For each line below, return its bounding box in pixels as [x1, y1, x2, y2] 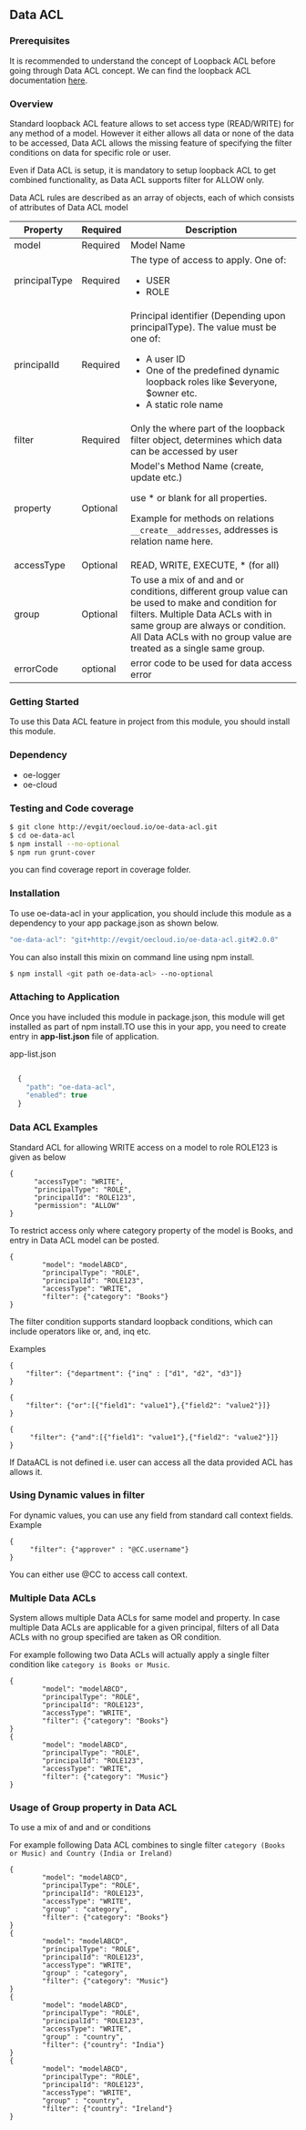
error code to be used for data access [130, 656, 292, 669]
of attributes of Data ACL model [9, 201, 129, 212]
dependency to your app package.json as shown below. [9, 917, 219, 928]
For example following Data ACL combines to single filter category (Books [9, 1839, 286, 1850]
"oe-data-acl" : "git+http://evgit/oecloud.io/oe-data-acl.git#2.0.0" [9, 935, 280, 944]
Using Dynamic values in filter [9, 1489, 146, 1501]
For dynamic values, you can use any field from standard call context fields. [9, 1510, 294, 1521]
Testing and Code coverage [9, 802, 134, 814]
